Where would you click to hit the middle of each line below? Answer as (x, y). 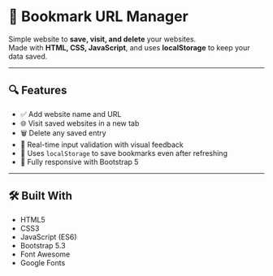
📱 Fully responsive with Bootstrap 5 (79, 162)
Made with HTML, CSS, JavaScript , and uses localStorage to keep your (129, 47)
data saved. (28, 56)
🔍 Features (38, 91)
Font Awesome (45, 254)
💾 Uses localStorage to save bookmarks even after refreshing (123, 153)
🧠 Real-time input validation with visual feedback (102, 144)
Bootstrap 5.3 (43, 245)
